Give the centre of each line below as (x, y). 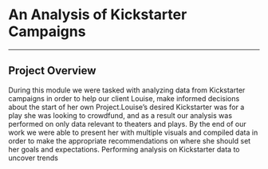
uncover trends (33, 158)
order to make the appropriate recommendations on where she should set (130, 140)
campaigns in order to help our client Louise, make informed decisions (124, 98)
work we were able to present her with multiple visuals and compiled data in (133, 132)
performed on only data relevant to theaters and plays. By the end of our (127, 124)
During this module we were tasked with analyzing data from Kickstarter (127, 90)
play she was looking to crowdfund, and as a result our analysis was (120, 115)
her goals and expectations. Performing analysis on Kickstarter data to (124, 149)
